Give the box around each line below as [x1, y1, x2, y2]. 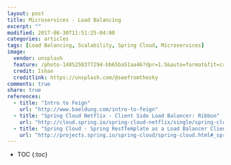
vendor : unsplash [13, 55, 63, 62]
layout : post [7, 10, 45, 17]
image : [7, 49, 26, 56]
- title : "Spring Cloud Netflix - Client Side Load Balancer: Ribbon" [13, 112, 220, 119]
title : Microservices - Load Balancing [7, 16, 122, 23]
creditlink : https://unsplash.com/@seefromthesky [13, 74, 158, 81]
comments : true [7, 80, 51, 87]
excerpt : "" [7, 23, 41, 30]
